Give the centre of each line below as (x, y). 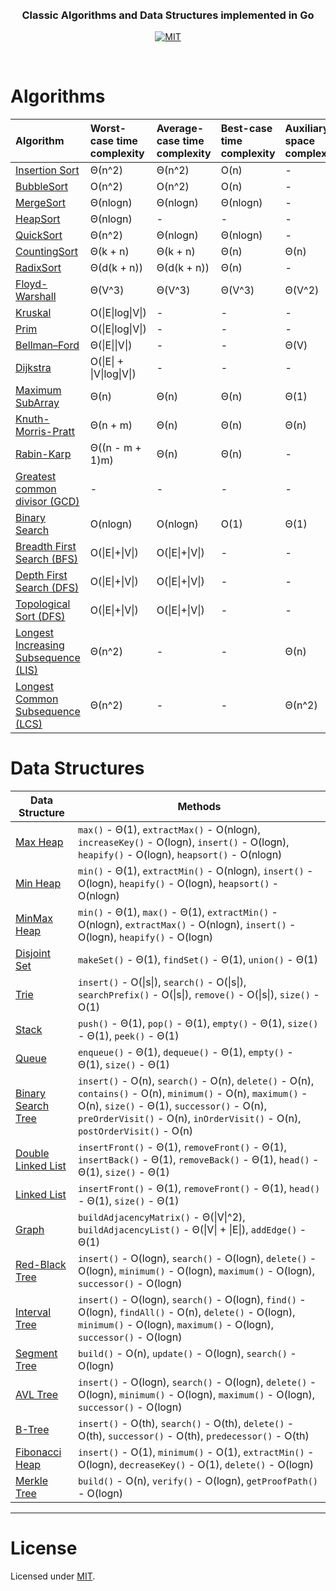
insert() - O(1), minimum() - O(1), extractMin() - (196, 1452)
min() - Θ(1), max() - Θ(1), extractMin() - (177, 912)
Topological (43, 604)
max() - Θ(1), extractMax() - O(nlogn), (169, 830)
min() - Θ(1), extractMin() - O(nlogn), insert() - (195, 871)
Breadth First (46, 547)
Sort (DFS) (40, 617)
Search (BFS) (47, 559)
